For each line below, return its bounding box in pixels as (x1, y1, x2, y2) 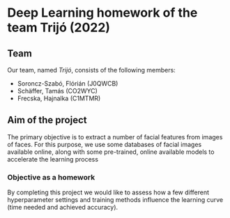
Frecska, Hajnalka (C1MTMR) (17, 94, 101, 102)
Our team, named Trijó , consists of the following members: (7, 66, 176, 74)
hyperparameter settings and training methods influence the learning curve (7, 196, 224, 204)
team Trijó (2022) (7, 20, 110, 36)
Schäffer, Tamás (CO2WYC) (17, 87, 98, 95)
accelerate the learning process (7, 155, 99, 163)
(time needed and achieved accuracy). (7, 203, 118, 212)
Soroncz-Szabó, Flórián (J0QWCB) (17, 79, 118, 88)
